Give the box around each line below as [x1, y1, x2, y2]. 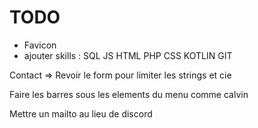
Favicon [23, 39, 57, 51]
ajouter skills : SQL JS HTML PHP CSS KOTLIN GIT [23, 49, 233, 61]
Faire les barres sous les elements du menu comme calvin [9, 88, 249, 100]
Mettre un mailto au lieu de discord [9, 107, 153, 120]
